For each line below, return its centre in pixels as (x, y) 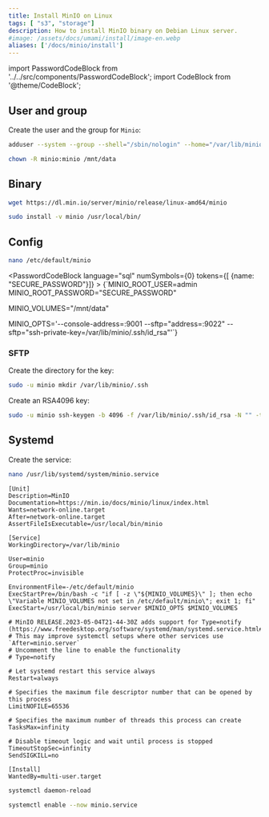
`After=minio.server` (44, 643)
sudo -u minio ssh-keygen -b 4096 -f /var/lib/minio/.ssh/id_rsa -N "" (130, 415)
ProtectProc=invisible (46, 573)
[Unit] (19, 489)
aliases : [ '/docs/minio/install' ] (66, 46)
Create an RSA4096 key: (49, 401)
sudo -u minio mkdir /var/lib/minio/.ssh (78, 386)
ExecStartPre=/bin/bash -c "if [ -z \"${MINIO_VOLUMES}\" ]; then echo (130, 594)
